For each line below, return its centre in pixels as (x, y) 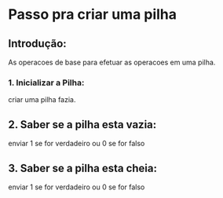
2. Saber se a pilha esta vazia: (82, 125)
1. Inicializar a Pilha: (46, 82)
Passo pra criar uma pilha (93, 15)
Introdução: (37, 44)
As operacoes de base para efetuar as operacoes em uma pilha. (112, 62)
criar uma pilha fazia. (42, 100)
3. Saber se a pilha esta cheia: (83, 168)
